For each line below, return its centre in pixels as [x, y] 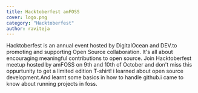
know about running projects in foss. [52, 84]
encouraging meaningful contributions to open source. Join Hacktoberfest [99, 58]
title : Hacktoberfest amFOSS [43, 12]
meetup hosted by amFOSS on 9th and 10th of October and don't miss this [99, 65]
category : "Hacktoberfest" [40, 23]
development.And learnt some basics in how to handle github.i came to [95, 77]
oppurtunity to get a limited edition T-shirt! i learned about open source [95, 71]
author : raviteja [28, 28]
